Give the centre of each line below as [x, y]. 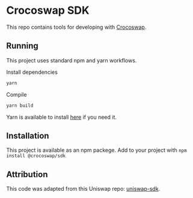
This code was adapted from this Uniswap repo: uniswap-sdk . [83, 189]
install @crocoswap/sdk [36, 156]
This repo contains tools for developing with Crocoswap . [76, 27]
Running [23, 46]
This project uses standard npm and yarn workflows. [72, 60]
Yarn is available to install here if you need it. [62, 117]
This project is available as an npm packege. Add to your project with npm [97, 150]
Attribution [27, 174]
